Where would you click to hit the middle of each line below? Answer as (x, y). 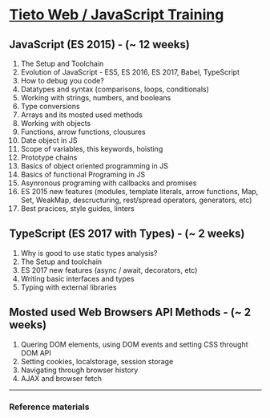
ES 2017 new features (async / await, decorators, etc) (109, 270)
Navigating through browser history (79, 370)
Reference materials (49, 407)
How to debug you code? (62, 81)
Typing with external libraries (69, 287)
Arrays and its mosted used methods (82, 115)
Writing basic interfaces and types (77, 278)
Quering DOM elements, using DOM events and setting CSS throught (134, 344)
